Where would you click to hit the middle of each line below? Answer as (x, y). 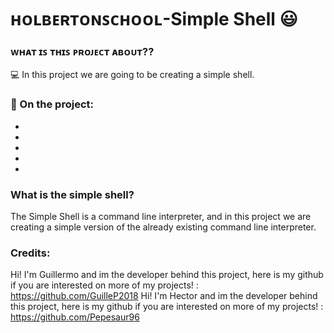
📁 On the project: (52, 104)
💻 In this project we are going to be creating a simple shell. (132, 75)
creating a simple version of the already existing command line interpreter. (163, 227)
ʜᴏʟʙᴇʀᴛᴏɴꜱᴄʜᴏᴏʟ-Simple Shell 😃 (154, 19)
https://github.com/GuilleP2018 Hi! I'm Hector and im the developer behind (164, 296)
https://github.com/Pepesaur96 (75, 317)
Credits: (30, 253)
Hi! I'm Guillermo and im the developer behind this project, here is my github (167, 275)
